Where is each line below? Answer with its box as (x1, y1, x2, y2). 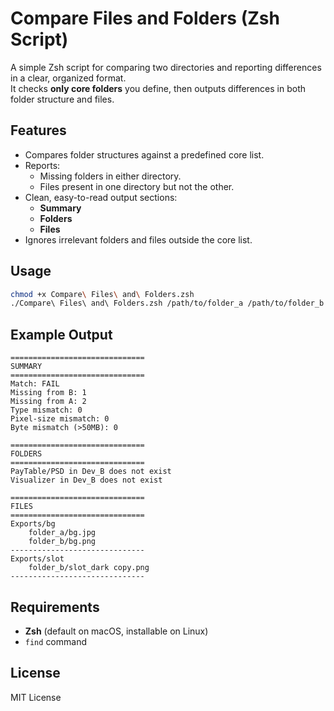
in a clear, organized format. (10, 72, 127, 84)
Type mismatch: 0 (10, 405, 83, 416)
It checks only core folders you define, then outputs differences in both (10, 82, 306, 94)
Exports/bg (10, 519, 56, 529)
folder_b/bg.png (28, 537, 97, 547)
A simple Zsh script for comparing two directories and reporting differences (10, 61, 322, 73)
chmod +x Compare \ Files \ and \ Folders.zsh (10, 289, 195, 299)
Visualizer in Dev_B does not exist (10, 475, 163, 486)
